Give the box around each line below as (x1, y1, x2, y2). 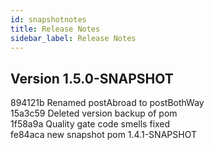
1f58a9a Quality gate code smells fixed (10, 118, 171, 130)
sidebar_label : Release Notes (10, 33, 137, 43)
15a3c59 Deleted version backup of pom (10, 107, 178, 120)
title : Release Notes (10, 24, 101, 34)
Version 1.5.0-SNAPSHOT (10, 70, 174, 87)
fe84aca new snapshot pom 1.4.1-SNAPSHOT (10, 129, 197, 141)
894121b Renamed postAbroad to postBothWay (10, 97, 205, 109)
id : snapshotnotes (10, 14, 87, 25)
